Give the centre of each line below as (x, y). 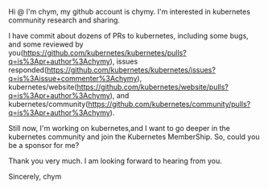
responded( (28, 70)
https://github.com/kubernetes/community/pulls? (169, 104)
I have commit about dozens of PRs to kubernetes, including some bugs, (129, 36)
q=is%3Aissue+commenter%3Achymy (73, 78)
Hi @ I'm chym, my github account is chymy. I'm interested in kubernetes (130, 12)
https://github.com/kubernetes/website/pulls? (153, 87)
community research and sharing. (64, 20)
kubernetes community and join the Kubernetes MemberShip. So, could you (134, 137)
